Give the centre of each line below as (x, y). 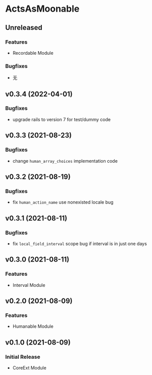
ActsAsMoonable (42, 9)
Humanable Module (33, 326)
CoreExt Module (29, 367)
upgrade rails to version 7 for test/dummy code (62, 119)
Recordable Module (33, 53)
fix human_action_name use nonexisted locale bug (63, 202)
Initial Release (23, 357)
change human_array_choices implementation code (65, 161)
